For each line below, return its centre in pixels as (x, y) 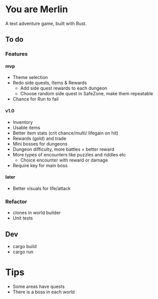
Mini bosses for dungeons (40, 144)
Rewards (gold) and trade (39, 138)
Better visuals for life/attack (42, 188)
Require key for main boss (40, 165)
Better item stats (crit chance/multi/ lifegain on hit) (65, 133)
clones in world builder (37, 213)
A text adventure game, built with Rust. (46, 23)
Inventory (23, 122)
